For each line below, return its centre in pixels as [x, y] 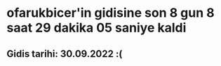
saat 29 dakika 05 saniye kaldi [96, 28]
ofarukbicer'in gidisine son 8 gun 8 [110, 13]
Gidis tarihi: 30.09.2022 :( [65, 54]
